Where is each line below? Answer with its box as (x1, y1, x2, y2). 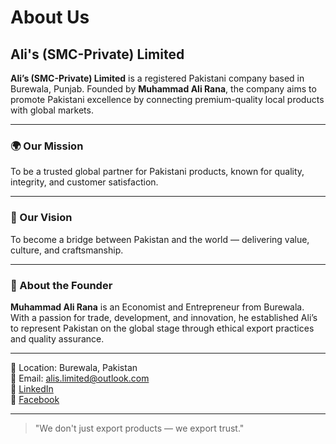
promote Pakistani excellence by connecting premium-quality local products (10, 94, 325, 105)
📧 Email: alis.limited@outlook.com (10, 372, 150, 384)
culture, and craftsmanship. (10, 244, 124, 256)
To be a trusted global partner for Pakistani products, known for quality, (10, 166, 305, 178)
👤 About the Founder (10, 278, 113, 292)
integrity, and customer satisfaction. (10, 176, 159, 188)
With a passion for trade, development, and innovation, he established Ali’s (10, 311, 318, 323)
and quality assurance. (10, 332, 105, 345)
